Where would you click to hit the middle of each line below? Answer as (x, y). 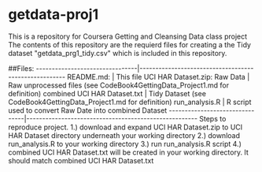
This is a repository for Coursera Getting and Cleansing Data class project (128, 36)
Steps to (213, 118)
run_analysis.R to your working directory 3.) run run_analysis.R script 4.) (125, 144)
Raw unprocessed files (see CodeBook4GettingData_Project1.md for (119, 85)
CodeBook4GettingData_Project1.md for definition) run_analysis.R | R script (130, 102)
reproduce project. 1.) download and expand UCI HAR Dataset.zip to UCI (125, 127)
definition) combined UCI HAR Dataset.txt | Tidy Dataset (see (107, 93)
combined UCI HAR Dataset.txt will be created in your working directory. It (129, 152)
